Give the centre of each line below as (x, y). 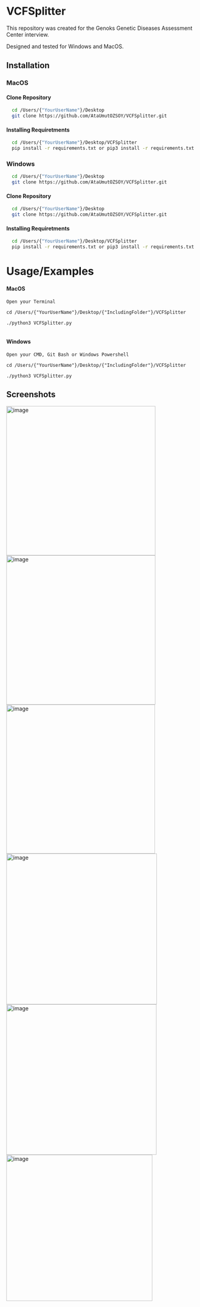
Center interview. (28, 34)
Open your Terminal (31, 302)
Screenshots (31, 395)
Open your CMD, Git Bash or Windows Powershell (68, 355)
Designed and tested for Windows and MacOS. (65, 46)
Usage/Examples (50, 271)
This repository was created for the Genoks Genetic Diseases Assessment (99, 28)
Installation (28, 66)
